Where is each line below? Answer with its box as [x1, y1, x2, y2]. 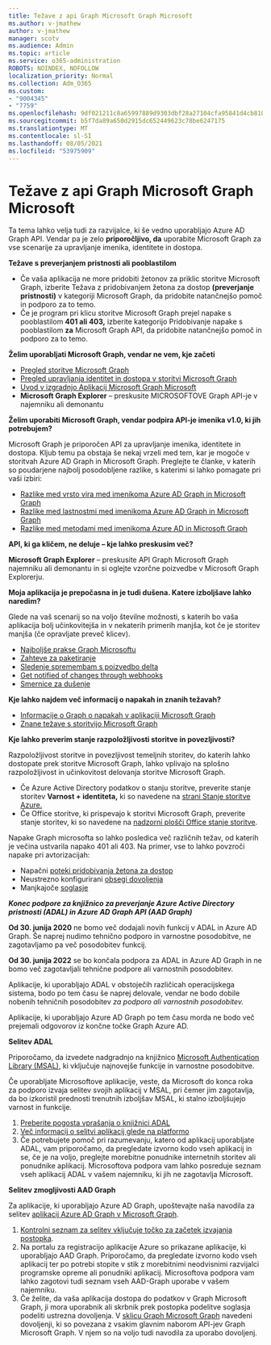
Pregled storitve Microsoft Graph [19, 365, 130, 375]
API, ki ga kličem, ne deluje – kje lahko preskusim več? [8, 539, 194, 549]
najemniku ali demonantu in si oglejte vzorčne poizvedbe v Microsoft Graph [8, 564, 260, 573]
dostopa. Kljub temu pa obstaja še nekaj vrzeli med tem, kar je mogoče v [8, 448, 250, 458]
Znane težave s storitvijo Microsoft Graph [19, 719, 158, 729]
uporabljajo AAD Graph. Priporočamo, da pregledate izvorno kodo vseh [19, 1251, 257, 1260]
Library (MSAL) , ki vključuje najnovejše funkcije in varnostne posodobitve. [8, 1061, 255, 1071]
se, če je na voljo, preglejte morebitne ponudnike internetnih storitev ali [19, 1152, 256, 1163]
